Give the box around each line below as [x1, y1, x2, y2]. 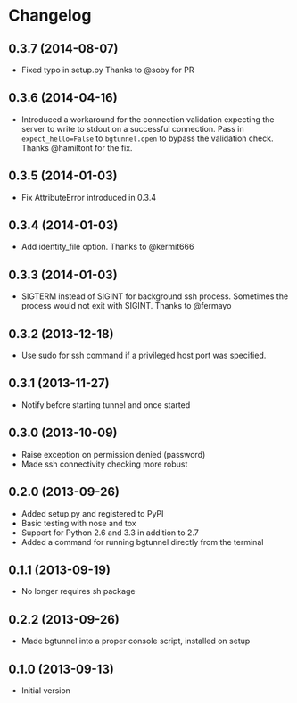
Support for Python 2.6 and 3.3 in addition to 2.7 [21, 527, 200, 538]
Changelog [8, 5, 92, 26]
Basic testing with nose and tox [21, 517, 136, 528]
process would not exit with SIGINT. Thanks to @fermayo [21, 301, 232, 311]
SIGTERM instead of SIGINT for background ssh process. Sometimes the [21, 291, 289, 302]
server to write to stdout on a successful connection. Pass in [21, 123, 244, 134]
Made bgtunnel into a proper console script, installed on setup [21, 635, 251, 647]
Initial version [21, 684, 70, 696]
